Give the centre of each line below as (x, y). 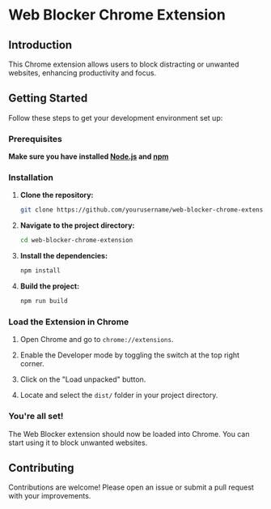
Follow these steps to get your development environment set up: (116, 118)
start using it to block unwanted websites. (78, 443)
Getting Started (48, 98)
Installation (31, 178)
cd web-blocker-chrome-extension (76, 241)
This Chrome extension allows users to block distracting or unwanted (124, 64)
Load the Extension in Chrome (69, 322)
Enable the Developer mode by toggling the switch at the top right (130, 355)
